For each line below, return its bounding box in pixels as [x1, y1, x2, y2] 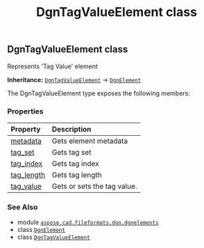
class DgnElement [17, 226, 66, 234]
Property [10, 124, 41, 134]
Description [51, 124, 92, 134]
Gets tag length [51, 170, 102, 180]
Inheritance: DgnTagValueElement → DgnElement [7, 75, 142, 84]
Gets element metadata [51, 136, 128, 146]
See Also [7, 202, 38, 212]
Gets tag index [51, 158, 99, 168]
